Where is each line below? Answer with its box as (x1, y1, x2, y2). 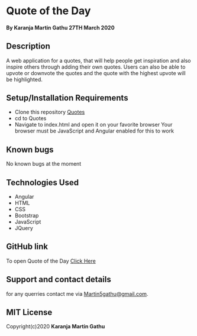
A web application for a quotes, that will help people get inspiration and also (6, 57, 191, 64)
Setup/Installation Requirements (6, 93, 128, 103)
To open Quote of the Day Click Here (6, 257, 96, 264)
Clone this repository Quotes (14, 108, 85, 116)
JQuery (14, 225, 34, 232)
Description (6, 41, 50, 51)
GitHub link (6, 241, 49, 252)
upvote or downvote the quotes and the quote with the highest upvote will (6, 69, 186, 76)
